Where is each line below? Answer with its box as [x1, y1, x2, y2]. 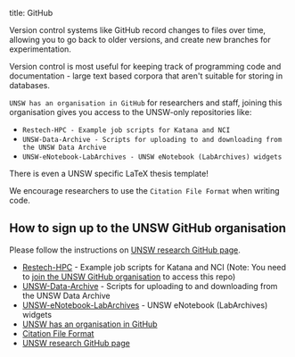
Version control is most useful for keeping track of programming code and [9, 62, 282, 71]
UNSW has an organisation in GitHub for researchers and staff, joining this [9, 97, 283, 108]
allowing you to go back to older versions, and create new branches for [9, 35, 271, 45]
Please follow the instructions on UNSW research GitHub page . [9, 245, 241, 255]
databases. [9, 80, 51, 90]
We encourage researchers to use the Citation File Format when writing [9, 186, 280, 195]
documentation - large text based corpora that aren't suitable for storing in [9, 71, 283, 81]
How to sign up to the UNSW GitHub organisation [9, 220, 287, 236]
